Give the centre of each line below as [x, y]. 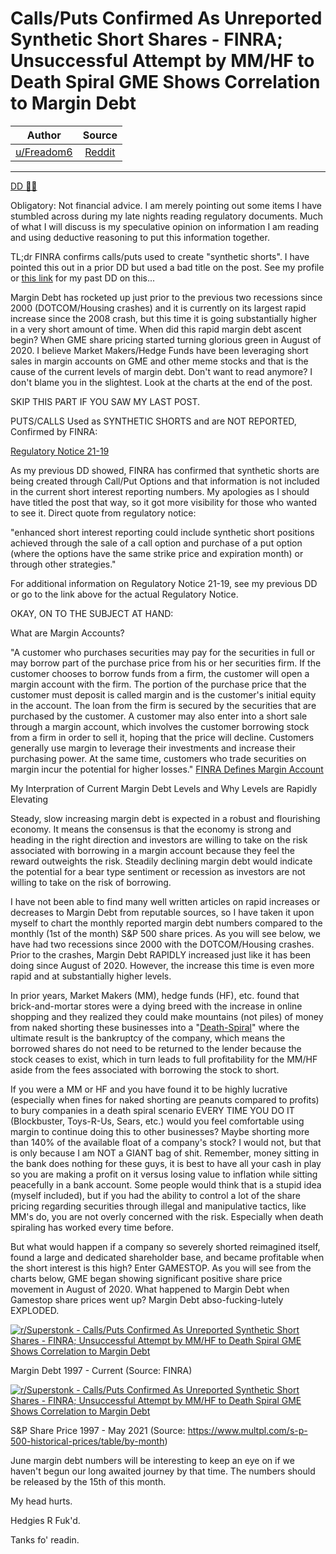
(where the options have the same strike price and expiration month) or [157, 553]
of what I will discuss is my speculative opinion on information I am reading [165, 226]
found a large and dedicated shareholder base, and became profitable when [167, 1257]
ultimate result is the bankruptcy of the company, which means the [148, 1038]
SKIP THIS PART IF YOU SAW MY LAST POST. [105, 401]
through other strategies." [63, 564]
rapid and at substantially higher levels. [91, 976]
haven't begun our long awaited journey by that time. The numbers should [163, 1471]
